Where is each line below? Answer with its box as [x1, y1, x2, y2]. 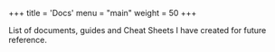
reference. [8, 35, 47, 45]
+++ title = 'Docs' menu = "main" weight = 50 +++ [8, 8, 197, 18]
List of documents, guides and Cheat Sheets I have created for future [8, 25, 267, 35]
